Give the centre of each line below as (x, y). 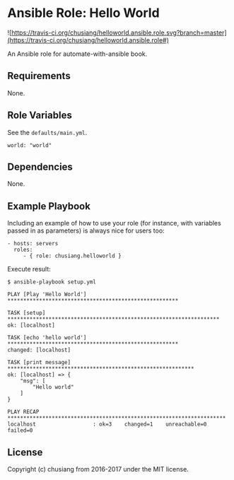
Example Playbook (49, 206)
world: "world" (30, 145)
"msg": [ (33, 381)
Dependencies (40, 166)
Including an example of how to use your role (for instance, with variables (114, 223)
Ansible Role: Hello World (84, 13)
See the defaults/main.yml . (47, 132)
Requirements (39, 76)
